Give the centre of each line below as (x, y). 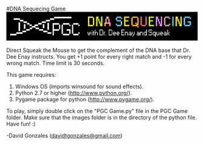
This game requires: (31, 74)
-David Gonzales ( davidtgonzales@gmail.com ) (64, 135)
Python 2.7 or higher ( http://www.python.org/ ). (73, 92)
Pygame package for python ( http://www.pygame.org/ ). (85, 99)
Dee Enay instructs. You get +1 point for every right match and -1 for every (99, 56)
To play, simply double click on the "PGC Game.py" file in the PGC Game (97, 111)
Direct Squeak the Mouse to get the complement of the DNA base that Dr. (98, 50)
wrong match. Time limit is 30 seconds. (56, 63)
